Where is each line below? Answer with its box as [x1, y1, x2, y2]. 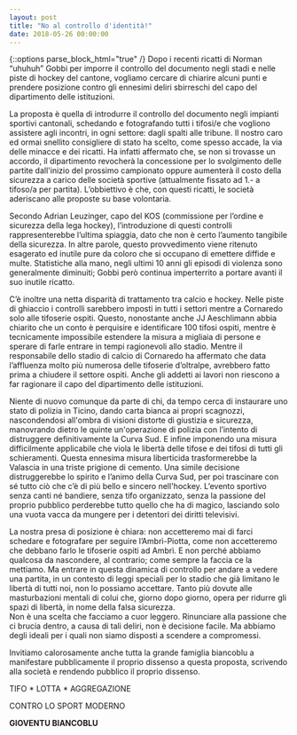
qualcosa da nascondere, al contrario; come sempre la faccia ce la [9, 555, 253, 565]
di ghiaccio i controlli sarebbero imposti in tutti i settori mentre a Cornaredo [9, 304, 284, 314]
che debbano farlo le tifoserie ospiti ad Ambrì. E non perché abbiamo [9, 545, 262, 556]
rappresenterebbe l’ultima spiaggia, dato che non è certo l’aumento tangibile [9, 230, 288, 241]
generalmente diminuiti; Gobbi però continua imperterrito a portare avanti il [9, 267, 283, 278]
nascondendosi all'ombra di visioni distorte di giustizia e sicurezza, [9, 415, 254, 426]
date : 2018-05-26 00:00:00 [9, 29, 109, 38]
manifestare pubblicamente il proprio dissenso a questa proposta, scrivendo [9, 657, 288, 668]
